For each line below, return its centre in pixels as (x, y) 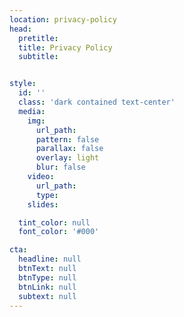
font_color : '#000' (59, 232)
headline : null (50, 259)
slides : (43, 204)
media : (32, 111)
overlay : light (67, 158)
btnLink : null (47, 287)
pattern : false (67, 139)
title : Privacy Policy (65, 47)
